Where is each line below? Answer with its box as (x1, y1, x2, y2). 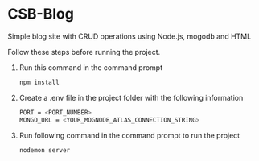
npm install (18, 78, 60, 86)
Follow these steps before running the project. (7, 47, 161, 56)
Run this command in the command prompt (18, 62, 162, 72)
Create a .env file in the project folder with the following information (18, 93, 244, 102)
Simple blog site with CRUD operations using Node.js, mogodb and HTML (7, 31, 252, 41)
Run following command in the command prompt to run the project (18, 130, 240, 140)
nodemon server (18, 146, 71, 154)
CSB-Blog (7, 5, 74, 23)
